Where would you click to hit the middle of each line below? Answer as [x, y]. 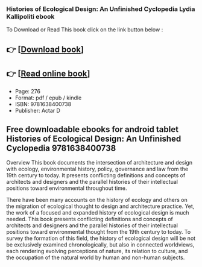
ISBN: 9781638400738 [43, 104]
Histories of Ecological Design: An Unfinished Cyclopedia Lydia [101, 9]
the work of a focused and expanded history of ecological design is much [98, 213]
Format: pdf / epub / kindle [48, 98]
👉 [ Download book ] [45, 49]
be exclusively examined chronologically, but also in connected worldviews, [100, 245]
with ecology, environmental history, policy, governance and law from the [97, 169]
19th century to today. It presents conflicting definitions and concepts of [96, 175]
